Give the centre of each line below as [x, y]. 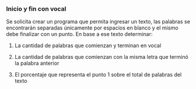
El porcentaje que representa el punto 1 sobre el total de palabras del [98, 75]
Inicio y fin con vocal [36, 9]
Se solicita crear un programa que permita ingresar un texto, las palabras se [98, 22]
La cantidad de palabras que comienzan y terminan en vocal [88, 45]
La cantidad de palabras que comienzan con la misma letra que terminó [101, 57]
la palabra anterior [37, 63]
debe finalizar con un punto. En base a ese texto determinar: [79, 34]
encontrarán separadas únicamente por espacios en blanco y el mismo [92, 28]
